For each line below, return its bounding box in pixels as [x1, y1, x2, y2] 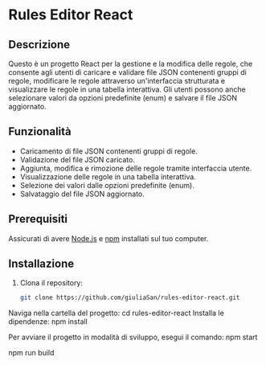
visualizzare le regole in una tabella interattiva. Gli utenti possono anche [8, 84, 247, 94]
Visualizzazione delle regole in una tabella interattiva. [19, 171, 197, 182]
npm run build [8, 348, 55, 358]
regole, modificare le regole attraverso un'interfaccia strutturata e [8, 76, 226, 85]
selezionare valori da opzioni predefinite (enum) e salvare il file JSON [8, 93, 237, 102]
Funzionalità [8, 125, 72, 138]
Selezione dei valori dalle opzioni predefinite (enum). [19, 180, 194, 190]
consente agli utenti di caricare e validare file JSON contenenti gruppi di [8, 68, 247, 77]
